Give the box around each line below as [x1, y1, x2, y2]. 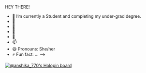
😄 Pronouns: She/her [12, 46, 56, 52]
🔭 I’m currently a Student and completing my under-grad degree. [12, 13, 141, 19]
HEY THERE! [5, 4, 30, 10]
